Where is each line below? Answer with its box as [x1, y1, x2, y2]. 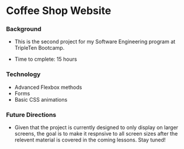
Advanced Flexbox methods [14, 84, 82, 91]
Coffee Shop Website [6, 4, 112, 18]
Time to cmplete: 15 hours [14, 56, 77, 63]
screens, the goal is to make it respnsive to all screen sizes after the [14, 130, 178, 137]
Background [6, 25, 42, 33]
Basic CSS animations [14, 96, 68, 103]
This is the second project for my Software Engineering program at [14, 38, 176, 45]
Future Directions [6, 110, 57, 119]
